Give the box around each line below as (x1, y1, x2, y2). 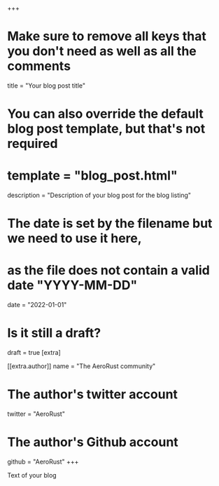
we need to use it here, (7, 231, 142, 246)
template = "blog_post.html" (7, 168, 178, 184)
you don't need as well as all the (7, 43, 197, 60)
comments (7, 58, 71, 74)
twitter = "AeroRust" (7, 410, 65, 418)
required (7, 136, 58, 151)
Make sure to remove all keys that (7, 29, 206, 44)
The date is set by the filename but (7, 215, 213, 231)
